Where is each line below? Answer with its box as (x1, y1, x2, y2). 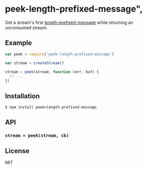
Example (5, 39, 32, 47)
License (5, 147, 30, 155)
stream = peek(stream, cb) (5, 133, 69, 138)
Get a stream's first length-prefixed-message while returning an (5, 19, 133, 25)
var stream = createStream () (5, 60, 64, 65)
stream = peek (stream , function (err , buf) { (5, 69, 99, 74)
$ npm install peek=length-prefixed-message (5, 105, 97, 110)
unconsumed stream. (5, 24, 48, 30)
